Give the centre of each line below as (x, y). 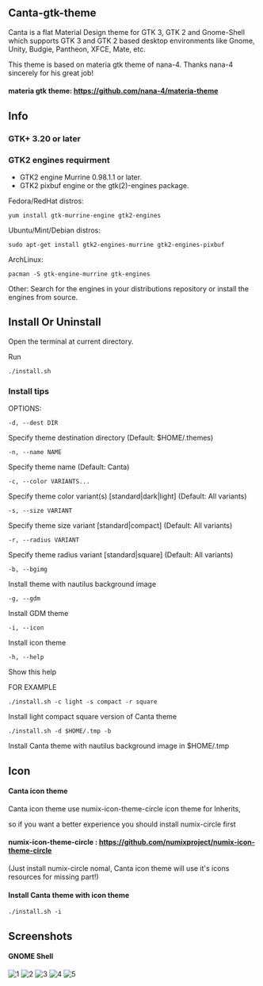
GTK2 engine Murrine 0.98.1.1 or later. (81, 177)
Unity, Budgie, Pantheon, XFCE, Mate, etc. (77, 49)
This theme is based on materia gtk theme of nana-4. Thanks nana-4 (121, 64)
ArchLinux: (26, 260)
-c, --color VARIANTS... (49, 482)
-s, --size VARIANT (40, 511)
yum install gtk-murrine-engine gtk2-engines (84, 216)
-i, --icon (26, 628)
